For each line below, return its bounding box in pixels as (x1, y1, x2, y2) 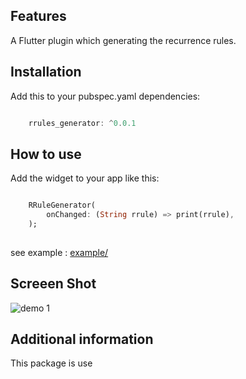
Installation (10, 64, 82, 81)
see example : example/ (10, 246, 109, 258)
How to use (10, 145, 82, 163)
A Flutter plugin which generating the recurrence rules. (10, 34, 237, 46)
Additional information (10, 331, 154, 348)
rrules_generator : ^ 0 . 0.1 (28, 118, 137, 128)
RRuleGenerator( (28, 200, 97, 211)
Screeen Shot (10, 275, 97, 293)
